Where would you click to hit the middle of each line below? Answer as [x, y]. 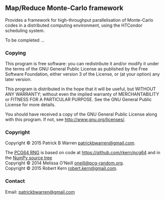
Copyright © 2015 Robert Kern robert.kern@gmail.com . [61, 168]
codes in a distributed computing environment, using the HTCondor [74, 25]
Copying [16, 53]
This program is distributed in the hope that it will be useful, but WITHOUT [81, 89]
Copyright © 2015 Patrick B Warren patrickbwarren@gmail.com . [70, 143]
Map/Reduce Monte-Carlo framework [64, 8]
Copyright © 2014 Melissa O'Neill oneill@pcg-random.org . [65, 163]
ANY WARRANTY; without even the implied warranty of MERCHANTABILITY [82, 94]
